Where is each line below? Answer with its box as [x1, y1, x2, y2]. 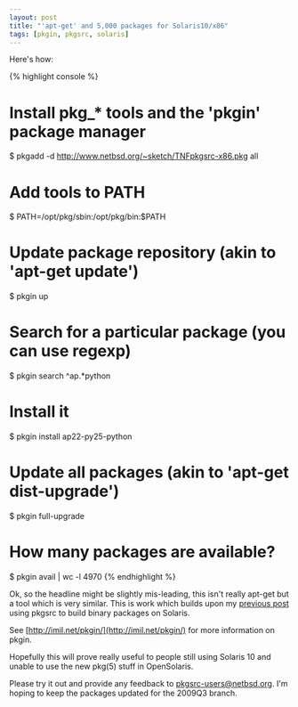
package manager [9, 121, 147, 142]
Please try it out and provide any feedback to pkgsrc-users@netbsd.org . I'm [9, 678, 288, 688]
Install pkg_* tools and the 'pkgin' [9, 102, 261, 123]
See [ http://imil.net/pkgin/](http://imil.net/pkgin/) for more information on [9, 624, 276, 635]
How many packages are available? [9, 542, 276, 562]
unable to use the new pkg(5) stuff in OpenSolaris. [9, 661, 194, 671]
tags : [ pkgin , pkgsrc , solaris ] [9, 29, 129, 38]
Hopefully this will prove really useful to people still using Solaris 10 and [9, 651, 271, 662]
